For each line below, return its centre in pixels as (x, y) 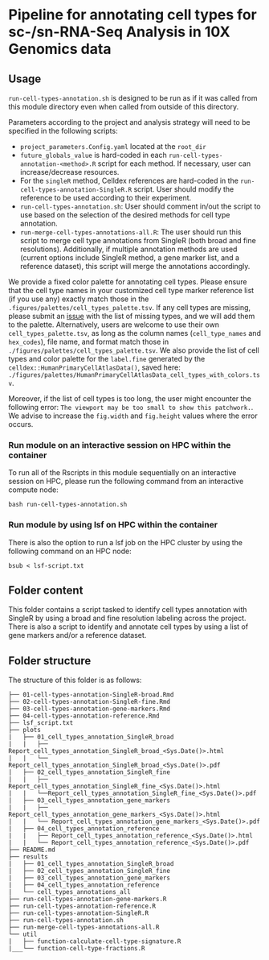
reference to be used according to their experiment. (106, 198)
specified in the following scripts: (63, 131)
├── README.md (32, 850)
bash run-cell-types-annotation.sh (68, 505)
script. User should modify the (184, 189)
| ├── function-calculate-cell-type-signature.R (95, 941)
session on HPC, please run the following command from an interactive (126, 482)
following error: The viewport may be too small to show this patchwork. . (131, 407)
